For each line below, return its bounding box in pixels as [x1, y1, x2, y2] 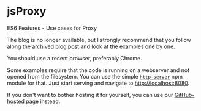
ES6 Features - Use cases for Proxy [7, 24, 97, 32]
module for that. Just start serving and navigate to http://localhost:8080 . [7, 79, 190, 87]
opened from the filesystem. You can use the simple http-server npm [7, 73, 183, 80]
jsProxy [7, 4, 47, 18]
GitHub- [174, 91, 195, 98]
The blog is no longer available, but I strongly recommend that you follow [7, 36, 192, 43]
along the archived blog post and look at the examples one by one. [7, 43, 175, 50]
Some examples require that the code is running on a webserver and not [7, 66, 189, 74]
